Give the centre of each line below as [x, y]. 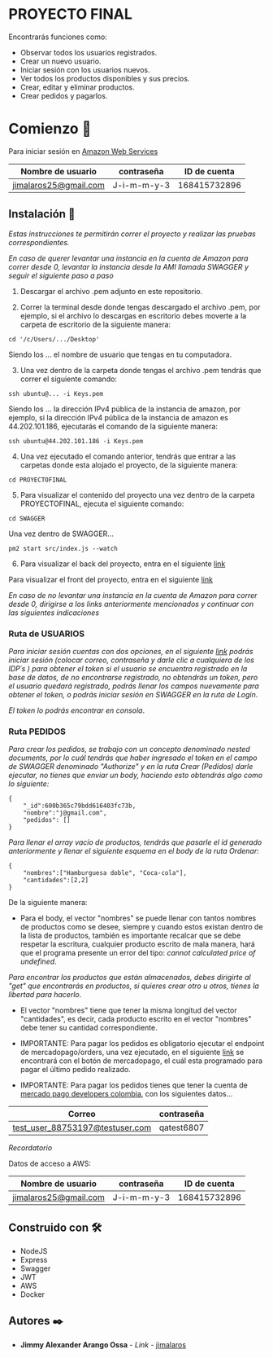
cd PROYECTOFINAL [38, 480]
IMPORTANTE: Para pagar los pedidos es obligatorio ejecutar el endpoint [142, 1044]
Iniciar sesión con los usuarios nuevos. [85, 69]
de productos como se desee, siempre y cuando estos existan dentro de [141, 927]
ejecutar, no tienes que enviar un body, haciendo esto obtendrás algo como [136, 776]
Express [34, 1260]
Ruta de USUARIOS [47, 634]
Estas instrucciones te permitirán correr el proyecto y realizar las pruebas [132, 234]
